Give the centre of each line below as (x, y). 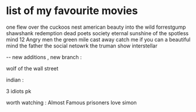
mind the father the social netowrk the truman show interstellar (82, 46)
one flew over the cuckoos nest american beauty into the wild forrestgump (96, 27)
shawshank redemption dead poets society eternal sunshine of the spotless (97, 33)
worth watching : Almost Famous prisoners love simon (71, 102)
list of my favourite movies (72, 11)
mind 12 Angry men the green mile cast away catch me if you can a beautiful (98, 39)
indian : (15, 80)
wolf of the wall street (32, 68)
